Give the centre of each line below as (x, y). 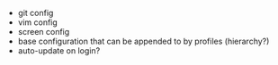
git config (36, 13)
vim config (38, 22)
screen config (44, 32)
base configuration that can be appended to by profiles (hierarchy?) (143, 41)
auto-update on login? (59, 51)
